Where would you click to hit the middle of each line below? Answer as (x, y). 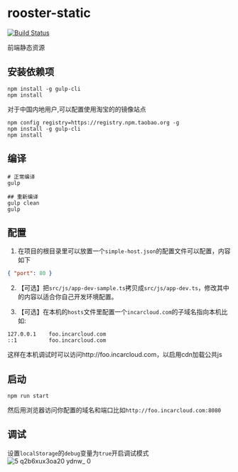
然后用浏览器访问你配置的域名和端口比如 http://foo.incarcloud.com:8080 (114, 410)
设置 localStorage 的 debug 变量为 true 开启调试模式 (78, 453)
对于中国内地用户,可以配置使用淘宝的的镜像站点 (77, 109)
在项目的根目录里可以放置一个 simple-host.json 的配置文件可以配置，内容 (124, 251)
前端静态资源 (26, 47)
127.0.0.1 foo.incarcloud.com (57, 334)
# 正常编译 (21, 177)
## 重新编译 (23, 197)
